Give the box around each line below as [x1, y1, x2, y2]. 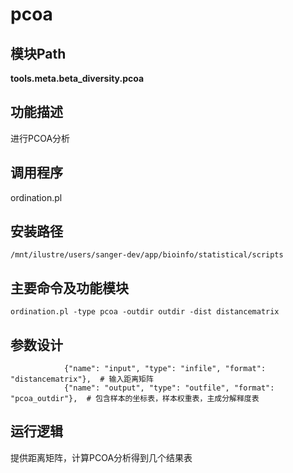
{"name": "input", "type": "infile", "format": [63, 364, 267, 374]
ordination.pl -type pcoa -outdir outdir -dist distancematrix [10, 307, 280, 317]
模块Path [10, 45, 67, 62]
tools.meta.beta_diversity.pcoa [10, 73, 145, 84]
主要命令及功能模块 [10, 279, 129, 297]
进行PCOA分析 [10, 132, 71, 144]
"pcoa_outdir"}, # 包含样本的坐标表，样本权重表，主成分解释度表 [10, 394, 260, 404]
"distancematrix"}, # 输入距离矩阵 [10, 374, 154, 385]
